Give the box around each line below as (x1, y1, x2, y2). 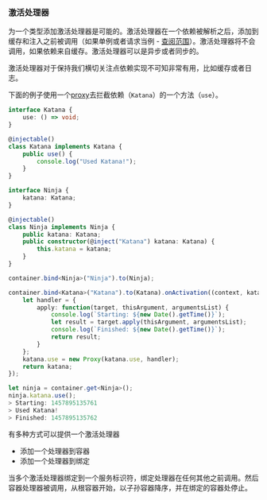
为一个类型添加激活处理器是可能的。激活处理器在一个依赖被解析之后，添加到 (8, 26, 259, 37)
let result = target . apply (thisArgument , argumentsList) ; (50, 318, 247, 327)
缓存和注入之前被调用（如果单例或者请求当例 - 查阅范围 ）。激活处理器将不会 (8, 37, 256, 46)
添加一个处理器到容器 (19, 446, 90, 455)
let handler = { (22, 296, 77, 304)
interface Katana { (8, 106, 73, 114)
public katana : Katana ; (22, 231, 102, 238)
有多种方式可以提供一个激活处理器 (8, 429, 120, 439)
